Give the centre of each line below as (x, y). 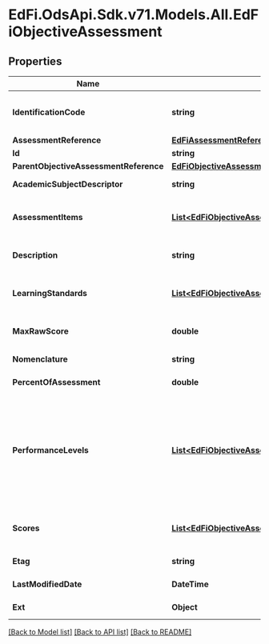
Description (35, 255)
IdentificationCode (49, 112)
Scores (26, 528)
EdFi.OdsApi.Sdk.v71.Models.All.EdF (134, 15)
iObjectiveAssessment (85, 32)
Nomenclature (40, 359)
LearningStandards (50, 293)
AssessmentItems (48, 217)
